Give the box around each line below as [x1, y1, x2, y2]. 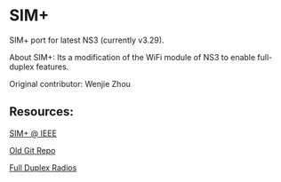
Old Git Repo [9, 145, 56, 155]
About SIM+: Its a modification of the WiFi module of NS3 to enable [9, 51, 256, 62]
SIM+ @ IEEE [9, 128, 58, 138]
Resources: [9, 104, 74, 120]
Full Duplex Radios [9, 162, 77, 173]
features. [36, 61, 69, 72]
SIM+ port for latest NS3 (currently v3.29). [9, 35, 165, 45]
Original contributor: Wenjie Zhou [9, 78, 132, 89]
